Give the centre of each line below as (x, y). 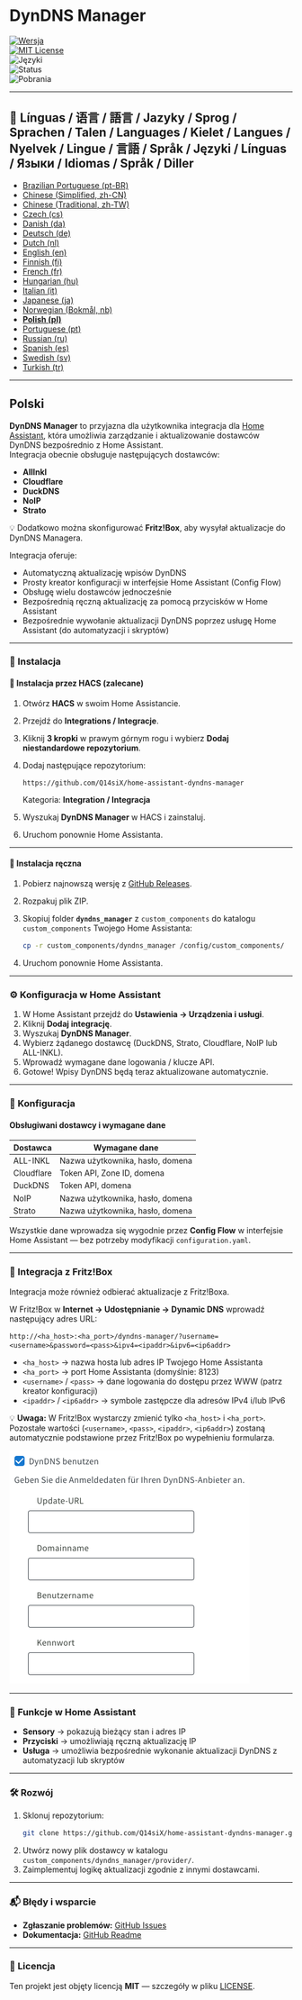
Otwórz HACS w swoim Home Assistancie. (102, 703)
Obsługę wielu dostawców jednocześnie (97, 592)
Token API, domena (96, 1186)
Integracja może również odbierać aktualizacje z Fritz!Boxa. (120, 1291)
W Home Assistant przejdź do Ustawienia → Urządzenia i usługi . (143, 1014)
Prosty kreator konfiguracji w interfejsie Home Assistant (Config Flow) (151, 582)
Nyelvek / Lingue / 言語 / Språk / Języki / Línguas (148, 149)
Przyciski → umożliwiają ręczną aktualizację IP (109, 1741)
